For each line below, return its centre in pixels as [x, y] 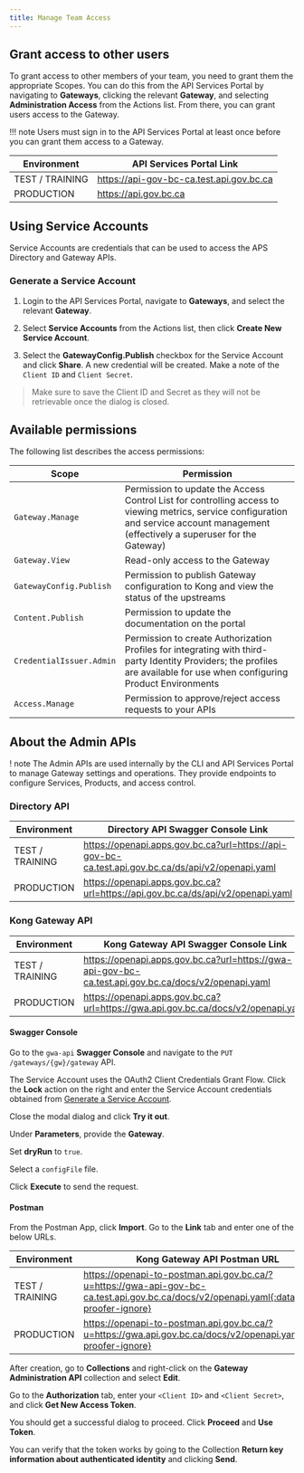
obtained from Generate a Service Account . [90, 1098]
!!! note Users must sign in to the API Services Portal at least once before [145, 132]
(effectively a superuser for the [191, 535]
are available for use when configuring [207, 672]
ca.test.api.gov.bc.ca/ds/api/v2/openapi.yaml [179, 868]
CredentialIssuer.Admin [65, 661]
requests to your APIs [171, 709]
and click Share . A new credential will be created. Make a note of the [151, 365]
